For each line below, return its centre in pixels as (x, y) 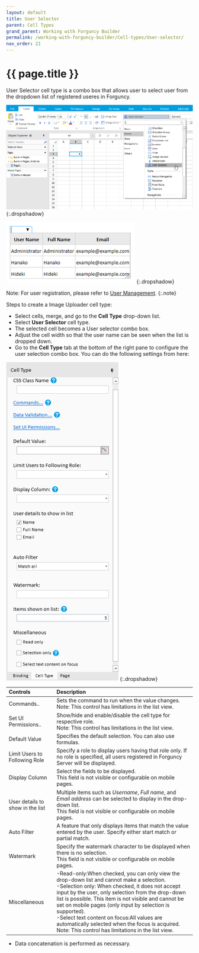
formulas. (68, 742)
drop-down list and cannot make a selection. (111, 880)
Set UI (16, 718)
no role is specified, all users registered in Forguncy (119, 757)
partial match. (73, 838)
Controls (20, 692)
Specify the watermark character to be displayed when (123, 847)
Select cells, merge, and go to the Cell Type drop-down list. (88, 316)
